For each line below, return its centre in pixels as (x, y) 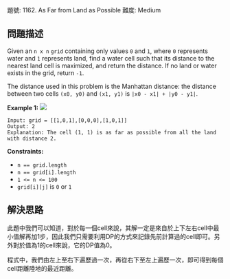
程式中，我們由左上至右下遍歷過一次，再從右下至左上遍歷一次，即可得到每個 (115, 260)
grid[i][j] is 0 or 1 (44, 186)
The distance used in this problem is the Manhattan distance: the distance (112, 86)
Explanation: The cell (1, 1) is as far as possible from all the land (112, 132)
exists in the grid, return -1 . (46, 73)
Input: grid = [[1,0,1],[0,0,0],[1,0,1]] (67, 120)
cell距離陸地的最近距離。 (42, 268)
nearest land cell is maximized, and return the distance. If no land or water (112, 65)
